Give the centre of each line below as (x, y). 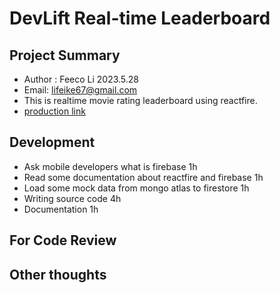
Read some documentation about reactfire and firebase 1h (143, 177)
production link (54, 111)
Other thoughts (58, 274)
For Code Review (63, 240)
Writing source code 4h (72, 198)
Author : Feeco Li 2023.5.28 (81, 79)
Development (52, 142)
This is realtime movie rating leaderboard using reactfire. (140, 100)
